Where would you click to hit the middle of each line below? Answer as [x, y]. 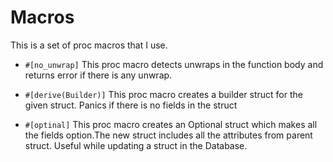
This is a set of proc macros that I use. [89, 45]
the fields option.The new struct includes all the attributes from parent [168, 135]
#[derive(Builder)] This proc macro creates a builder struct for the [163, 94]
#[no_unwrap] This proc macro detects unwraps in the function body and [174, 64]
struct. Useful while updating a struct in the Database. [136, 145]
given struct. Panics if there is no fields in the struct [131, 105]
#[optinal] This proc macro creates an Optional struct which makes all [171, 124]
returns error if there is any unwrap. [98, 75]
